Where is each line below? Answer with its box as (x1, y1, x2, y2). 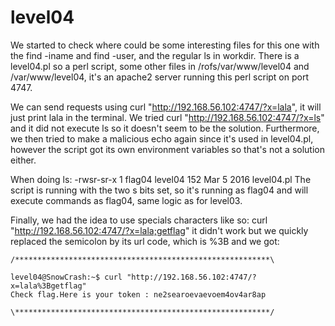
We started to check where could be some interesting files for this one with (10, 39, 320, 51)
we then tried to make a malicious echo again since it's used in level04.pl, (10, 132, 314, 145)
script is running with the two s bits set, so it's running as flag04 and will (10, 184, 309, 196)
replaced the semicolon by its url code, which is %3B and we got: (10, 235, 280, 247)
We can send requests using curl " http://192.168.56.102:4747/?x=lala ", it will (10, 101, 322, 113)
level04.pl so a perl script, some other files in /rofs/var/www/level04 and (10, 60, 310, 72)
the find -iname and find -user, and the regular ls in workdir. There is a (10, 49, 300, 61)
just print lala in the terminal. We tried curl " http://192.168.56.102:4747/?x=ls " (10, 111, 325, 123)
